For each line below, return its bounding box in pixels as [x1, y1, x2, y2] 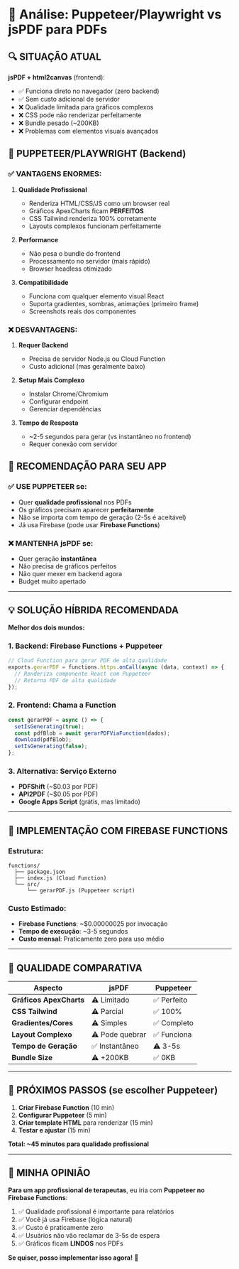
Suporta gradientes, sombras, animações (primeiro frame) [28, 299, 199, 308]
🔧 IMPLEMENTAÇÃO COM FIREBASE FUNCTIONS [8, 824, 228, 837]
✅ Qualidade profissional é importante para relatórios [18, 1207, 174, 1216]
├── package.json [14, 868, 66, 875]
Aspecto [33, 983, 63, 993]
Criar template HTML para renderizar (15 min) [18, 1118, 153, 1127]
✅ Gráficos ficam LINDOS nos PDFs [18, 1239, 123, 1248]
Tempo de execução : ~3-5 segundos [18, 927, 128, 936]
